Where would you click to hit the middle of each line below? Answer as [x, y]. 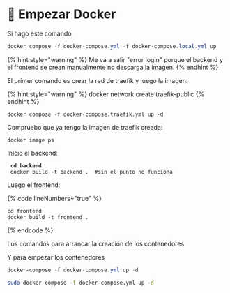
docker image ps [31, 140]
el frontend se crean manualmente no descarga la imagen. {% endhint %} [113, 67]
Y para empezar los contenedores [56, 257]
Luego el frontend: [34, 185]
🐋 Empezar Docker [62, 14]
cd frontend [24, 211]
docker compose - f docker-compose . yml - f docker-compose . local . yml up [112, 46]
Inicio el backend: [32, 153]
